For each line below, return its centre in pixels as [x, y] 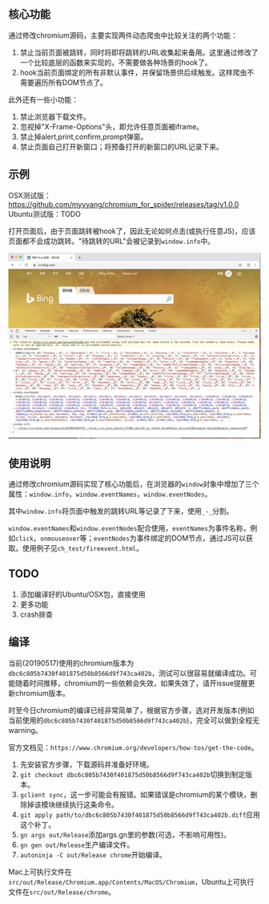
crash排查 [36, 614]
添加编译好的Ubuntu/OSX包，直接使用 [82, 594]
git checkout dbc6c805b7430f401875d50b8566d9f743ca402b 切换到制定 [132, 774]
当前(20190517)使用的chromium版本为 [71, 663]
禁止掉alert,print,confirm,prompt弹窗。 [84, 136]
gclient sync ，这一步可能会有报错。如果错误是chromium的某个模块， [135, 794]
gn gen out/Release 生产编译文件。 [77, 845]
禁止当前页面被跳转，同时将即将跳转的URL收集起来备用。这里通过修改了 [139, 52]
